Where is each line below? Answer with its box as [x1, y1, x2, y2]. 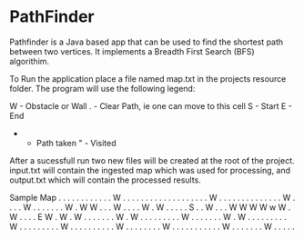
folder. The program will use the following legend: [9, 83, 196, 94]
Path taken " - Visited [35, 137, 117, 148]
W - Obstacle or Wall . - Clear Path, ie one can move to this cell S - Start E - [9, 100, 293, 111]
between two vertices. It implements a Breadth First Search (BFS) [9, 45, 255, 56]
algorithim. [9, 55, 50, 66]
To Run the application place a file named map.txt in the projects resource [9, 73, 287, 84]
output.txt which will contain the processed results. [9, 174, 202, 185]
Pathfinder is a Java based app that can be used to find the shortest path [9, 36, 284, 47]
